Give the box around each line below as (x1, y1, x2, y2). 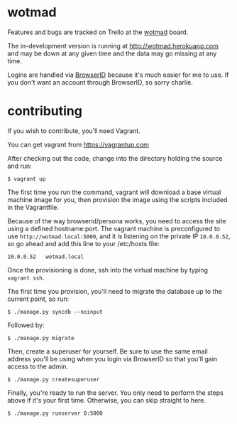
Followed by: (7, 321, 45, 329)
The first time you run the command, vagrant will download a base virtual (7, 188, 221, 196)
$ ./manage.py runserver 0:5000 (7, 410, 103, 417)
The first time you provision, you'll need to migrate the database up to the (7, 287, 222, 295)
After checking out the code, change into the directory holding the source (7, 154, 223, 162)
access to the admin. (7, 362, 69, 371)
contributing (7, 103, 83, 120)
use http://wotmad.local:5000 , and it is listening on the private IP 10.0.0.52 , (7, 232, 231, 240)
